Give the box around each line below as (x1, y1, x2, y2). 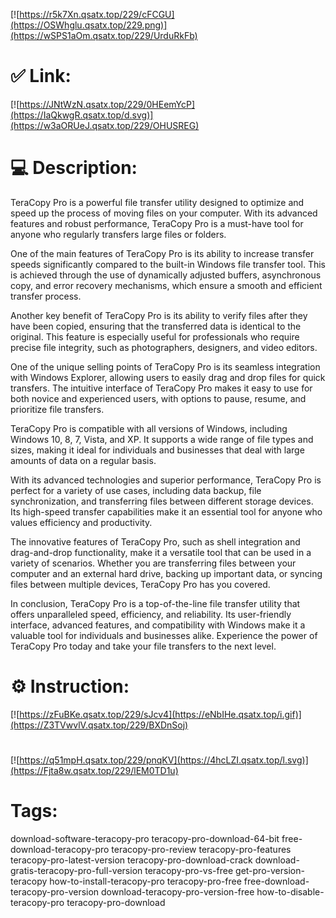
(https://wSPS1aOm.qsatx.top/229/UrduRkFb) (10, 30, 198, 41)
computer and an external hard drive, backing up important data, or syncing (10, 567, 323, 579)
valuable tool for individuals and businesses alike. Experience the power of (10, 629, 318, 641)
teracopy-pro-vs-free (144, 864, 234, 876)
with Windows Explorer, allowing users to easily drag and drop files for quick (10, 371, 326, 383)
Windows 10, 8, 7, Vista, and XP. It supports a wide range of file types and (10, 433, 314, 445)
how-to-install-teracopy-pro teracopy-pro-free (49, 875, 242, 887)
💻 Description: (10, 157, 138, 179)
